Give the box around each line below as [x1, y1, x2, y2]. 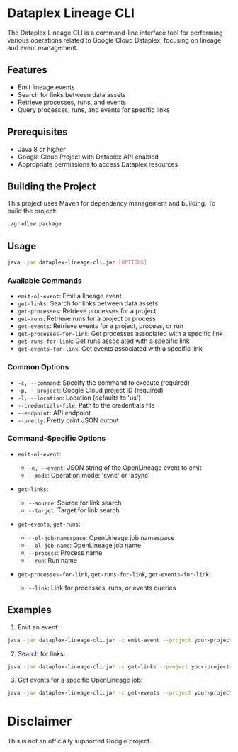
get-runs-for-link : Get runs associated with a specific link [17, 337, 190, 345]
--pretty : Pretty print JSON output [17, 416, 119, 425]
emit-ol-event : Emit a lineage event [17, 292, 122, 301]
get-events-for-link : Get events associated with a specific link [17, 344, 203, 353]
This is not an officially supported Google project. [7, 737, 152, 746]
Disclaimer [7, 714, 72, 729]
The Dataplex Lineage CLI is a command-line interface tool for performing [7, 28, 223, 37]
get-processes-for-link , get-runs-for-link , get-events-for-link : [17, 569, 211, 578]
